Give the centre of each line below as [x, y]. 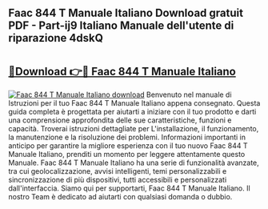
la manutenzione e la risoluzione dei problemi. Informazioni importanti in [127, 137]
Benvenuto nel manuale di [189, 94]
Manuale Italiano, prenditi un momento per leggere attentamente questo [127, 154]
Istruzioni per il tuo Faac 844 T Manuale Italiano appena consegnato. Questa [134, 103]
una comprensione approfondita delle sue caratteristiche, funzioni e [120, 120]
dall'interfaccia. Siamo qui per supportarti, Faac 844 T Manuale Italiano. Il [129, 188]
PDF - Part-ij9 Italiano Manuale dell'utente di [121, 26]
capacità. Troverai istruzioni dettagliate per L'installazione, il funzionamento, [134, 129]
